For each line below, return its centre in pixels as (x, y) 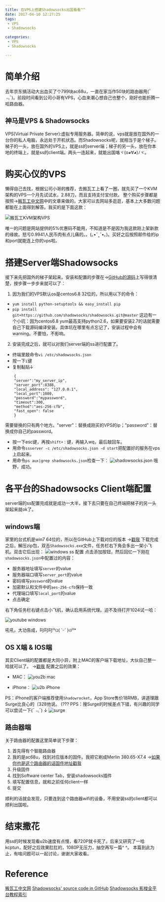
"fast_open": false (34, 411)
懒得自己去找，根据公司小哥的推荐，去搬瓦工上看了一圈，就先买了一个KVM (81, 189)
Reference (27, 874)
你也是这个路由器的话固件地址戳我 (47, 763)
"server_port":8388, (35, 385)
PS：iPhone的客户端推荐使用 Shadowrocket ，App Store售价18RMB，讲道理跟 (82, 698)
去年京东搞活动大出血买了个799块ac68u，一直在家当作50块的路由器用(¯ (78, 91)
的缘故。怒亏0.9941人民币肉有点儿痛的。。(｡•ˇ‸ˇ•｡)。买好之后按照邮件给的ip (82, 235)
